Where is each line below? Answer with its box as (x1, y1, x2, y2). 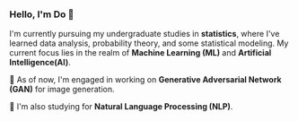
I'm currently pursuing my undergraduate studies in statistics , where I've (9, 29, 280, 39)
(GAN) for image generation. (9, 84, 115, 95)
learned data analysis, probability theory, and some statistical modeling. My (9, 38, 289, 48)
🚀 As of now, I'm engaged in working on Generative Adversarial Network (9, 74, 282, 85)
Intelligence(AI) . (9, 57, 72, 68)
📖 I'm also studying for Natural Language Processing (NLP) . (9, 101, 233, 112)
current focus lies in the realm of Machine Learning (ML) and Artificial (9, 48, 272, 58)
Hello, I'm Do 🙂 (9, 8, 74, 21)
